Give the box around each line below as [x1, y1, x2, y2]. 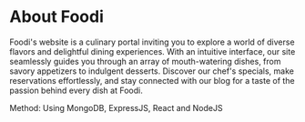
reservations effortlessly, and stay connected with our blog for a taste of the [9, 75, 295, 86]
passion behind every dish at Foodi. [9, 85, 143, 96]
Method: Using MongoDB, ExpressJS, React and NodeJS [9, 102, 223, 113]
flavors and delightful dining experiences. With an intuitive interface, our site [9, 46, 296, 56]
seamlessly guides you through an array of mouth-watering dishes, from [9, 56, 281, 66]
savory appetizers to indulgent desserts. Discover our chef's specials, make [9, 66, 294, 76]
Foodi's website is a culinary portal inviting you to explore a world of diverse [9, 36, 295, 47]
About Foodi [9, 6, 105, 27]
